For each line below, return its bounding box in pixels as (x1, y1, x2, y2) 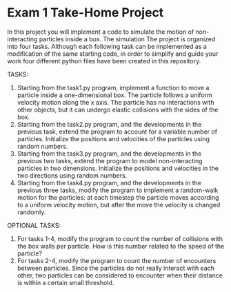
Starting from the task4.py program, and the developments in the (17, 178, 202, 187)
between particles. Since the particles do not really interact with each (17, 264, 215, 272)
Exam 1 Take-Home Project (7, 5, 164, 21)
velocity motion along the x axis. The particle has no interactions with (17, 98, 214, 106)
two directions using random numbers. (17, 171, 128, 180)
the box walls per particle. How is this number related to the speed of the (17, 242, 225, 250)
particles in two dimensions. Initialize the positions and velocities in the (17, 164, 219, 172)
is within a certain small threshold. (17, 278, 114, 286)
